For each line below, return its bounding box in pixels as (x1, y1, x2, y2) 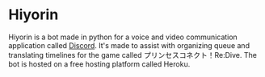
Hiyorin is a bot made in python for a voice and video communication (8, 32, 238, 42)
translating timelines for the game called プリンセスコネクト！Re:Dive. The (8, 50, 257, 59)
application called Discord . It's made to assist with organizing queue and (8, 40, 250, 50)
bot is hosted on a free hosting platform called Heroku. (8, 59, 191, 69)
